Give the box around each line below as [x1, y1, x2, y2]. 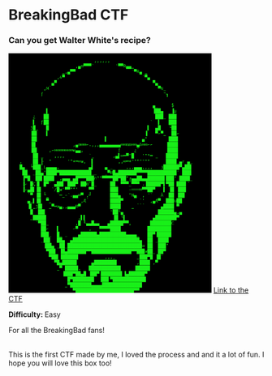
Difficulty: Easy [8, 310, 61, 319]
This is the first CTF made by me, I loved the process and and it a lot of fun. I [8, 350, 265, 360]
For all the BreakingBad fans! [8, 326, 106, 335]
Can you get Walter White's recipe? [8, 35, 152, 46]
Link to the [213, 285, 249, 295]
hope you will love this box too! [8, 358, 112, 368]
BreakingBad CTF [8, 6, 129, 24]
